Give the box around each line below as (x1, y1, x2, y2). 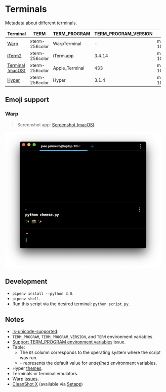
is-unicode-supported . (12, 329, 59, 335)
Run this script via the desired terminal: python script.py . (12, 301, 130, 307)
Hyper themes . (12, 365, 43, 371)
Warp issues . (12, 376, 39, 382)
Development (5, 278, 48, 286)
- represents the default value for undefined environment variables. (19, 360, 157, 366)
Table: (12, 344, 25, 350)
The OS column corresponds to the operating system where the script (19, 349, 161, 355)
